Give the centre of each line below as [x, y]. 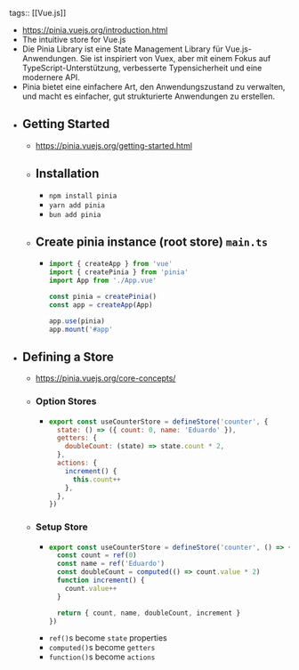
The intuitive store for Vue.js [74, 40]
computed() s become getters [102, 648]
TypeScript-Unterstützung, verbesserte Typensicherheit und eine [142, 68]
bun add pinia [75, 214]
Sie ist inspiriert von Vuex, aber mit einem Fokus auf [175, 58]
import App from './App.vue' [103, 281]
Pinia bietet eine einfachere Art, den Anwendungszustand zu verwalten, [154, 87]
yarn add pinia [77, 205]
